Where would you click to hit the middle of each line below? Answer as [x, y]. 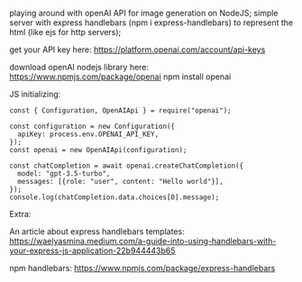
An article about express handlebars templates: [97, 232]
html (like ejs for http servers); [65, 32]
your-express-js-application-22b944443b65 [92, 250]
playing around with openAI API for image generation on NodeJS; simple [144, 13]
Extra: [20, 214]
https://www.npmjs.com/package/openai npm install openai [120, 77]
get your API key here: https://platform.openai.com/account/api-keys [137, 50]
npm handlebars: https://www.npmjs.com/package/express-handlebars [142, 268]
